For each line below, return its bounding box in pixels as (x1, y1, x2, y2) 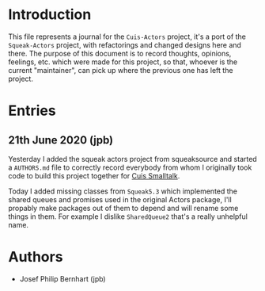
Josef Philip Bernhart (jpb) (19, 274, 106, 283)
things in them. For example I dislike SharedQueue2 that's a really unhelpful (8, 212, 248, 221)
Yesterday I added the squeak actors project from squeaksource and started (8, 154, 257, 163)
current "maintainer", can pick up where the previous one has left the (8, 65, 233, 75)
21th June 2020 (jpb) (8, 133, 114, 147)
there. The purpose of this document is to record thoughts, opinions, (8, 48, 232, 58)
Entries (8, 101, 57, 120)
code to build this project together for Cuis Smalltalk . (8, 170, 180, 180)
